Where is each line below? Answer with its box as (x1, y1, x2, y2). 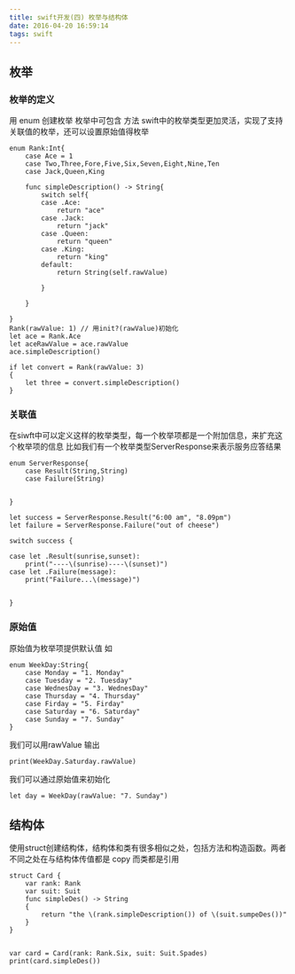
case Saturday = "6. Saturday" (25, 707, 141, 716)
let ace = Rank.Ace (9, 332, 82, 342)
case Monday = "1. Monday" (25, 668, 125, 677)
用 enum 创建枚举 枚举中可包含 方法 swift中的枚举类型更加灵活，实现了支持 (9, 115, 283, 126)
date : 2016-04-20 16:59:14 (9, 21, 109, 30)
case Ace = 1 (25, 152, 74, 161)
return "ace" (56, 206, 105, 216)
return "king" (56, 253, 109, 262)
